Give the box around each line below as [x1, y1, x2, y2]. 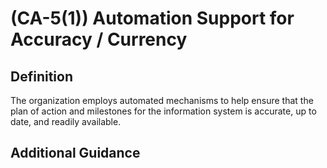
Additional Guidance [10, 145, 141, 162]
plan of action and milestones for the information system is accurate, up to [10, 105, 317, 117]
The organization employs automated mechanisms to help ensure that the [10, 95, 314, 106]
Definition [10, 68, 73, 85]
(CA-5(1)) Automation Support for [10, 7, 295, 30]
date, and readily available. [10, 116, 122, 127]
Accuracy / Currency [10, 28, 188, 51]
